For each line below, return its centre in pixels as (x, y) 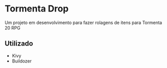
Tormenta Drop (36, 9)
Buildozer (22, 61)
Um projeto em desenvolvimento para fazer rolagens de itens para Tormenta (83, 22)
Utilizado (19, 44)
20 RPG (12, 27)
